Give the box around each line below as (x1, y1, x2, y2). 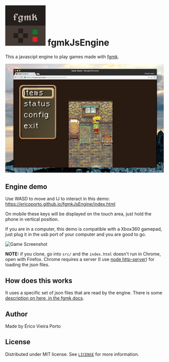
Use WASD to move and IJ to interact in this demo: (5, 196, 110, 202)
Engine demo (5, 182, 48, 191)
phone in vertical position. (5, 216, 59, 222)
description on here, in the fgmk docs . (5, 295, 84, 301)
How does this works (5, 276, 72, 285)
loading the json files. (5, 262, 50, 268)
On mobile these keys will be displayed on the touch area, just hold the (5, 211, 152, 217)
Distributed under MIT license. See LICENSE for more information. (5, 351, 139, 357)
